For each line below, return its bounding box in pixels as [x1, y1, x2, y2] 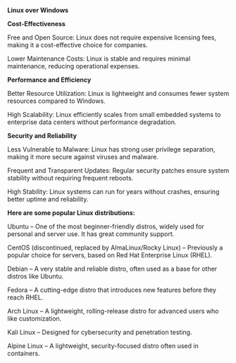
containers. [7, 349, 40, 357]
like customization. [7, 314, 62, 323]
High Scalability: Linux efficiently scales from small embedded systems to [7, 111, 221, 118]
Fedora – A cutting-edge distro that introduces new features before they [7, 285, 217, 294]
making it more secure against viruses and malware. [7, 153, 159, 161]
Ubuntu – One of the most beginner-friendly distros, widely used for [7, 222, 204, 230]
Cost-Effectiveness [7, 20, 66, 27]
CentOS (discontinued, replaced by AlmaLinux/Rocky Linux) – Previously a [7, 243, 223, 252]
